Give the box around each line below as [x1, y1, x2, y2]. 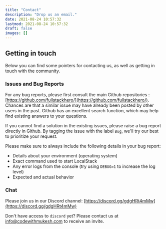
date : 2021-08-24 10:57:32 [5, 17, 61, 22]
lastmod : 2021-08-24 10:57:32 [5, 21, 68, 27]
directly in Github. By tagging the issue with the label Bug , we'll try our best [5, 128, 159, 134]
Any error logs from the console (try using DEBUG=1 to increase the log [12, 163, 156, 169]
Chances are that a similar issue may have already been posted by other [5, 102, 154, 108]
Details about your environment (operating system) [12, 153, 117, 159]
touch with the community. [5, 68, 60, 74]
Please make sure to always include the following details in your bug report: [5, 143, 161, 149]
